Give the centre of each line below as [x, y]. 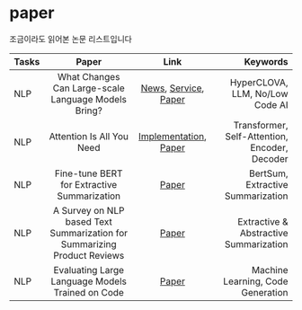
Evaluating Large [89, 270]
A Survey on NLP [89, 210]
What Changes [89, 76]
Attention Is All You [89, 136]
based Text [89, 221]
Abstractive [264, 233]
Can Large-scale [89, 88]
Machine [270, 270]
